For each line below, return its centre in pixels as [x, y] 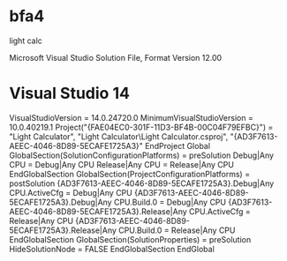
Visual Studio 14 [70, 93]
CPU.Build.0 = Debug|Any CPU [170, 202]
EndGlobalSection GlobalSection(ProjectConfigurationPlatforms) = [129, 174]
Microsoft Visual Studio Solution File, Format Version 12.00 [116, 57]
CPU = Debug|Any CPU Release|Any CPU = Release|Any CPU [121, 164]
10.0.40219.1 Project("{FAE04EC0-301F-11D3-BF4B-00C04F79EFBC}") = [141, 127]
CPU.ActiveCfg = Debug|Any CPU [71, 192]
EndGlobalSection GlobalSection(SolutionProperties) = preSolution [130, 239]
